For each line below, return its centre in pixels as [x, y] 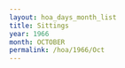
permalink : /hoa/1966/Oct [57, 50]
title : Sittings [39, 26]
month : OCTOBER [37, 42]
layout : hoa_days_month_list [63, 17]
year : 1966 [29, 34]
